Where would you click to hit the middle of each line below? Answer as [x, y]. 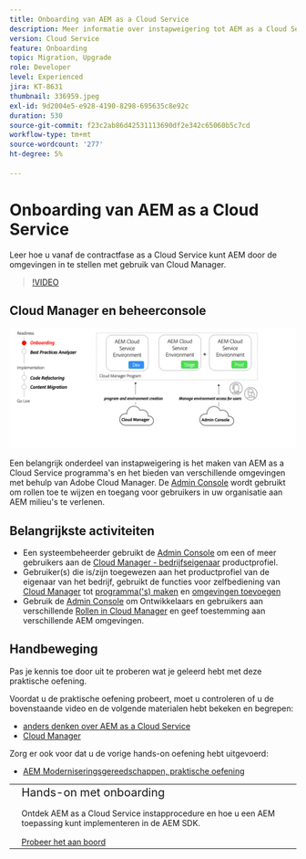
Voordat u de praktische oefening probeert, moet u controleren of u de [142, 698]
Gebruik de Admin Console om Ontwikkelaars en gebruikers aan [143, 601]
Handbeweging [54, 649]
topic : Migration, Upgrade [61, 58]
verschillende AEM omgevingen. [83, 620]
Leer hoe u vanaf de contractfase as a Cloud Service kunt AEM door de [143, 255]
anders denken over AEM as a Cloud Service [107, 726]
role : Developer [40, 68]
